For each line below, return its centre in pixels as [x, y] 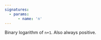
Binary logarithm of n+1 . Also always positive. [50, 33]
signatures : [17, 10]
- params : [19, 14]
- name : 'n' [30, 19]
